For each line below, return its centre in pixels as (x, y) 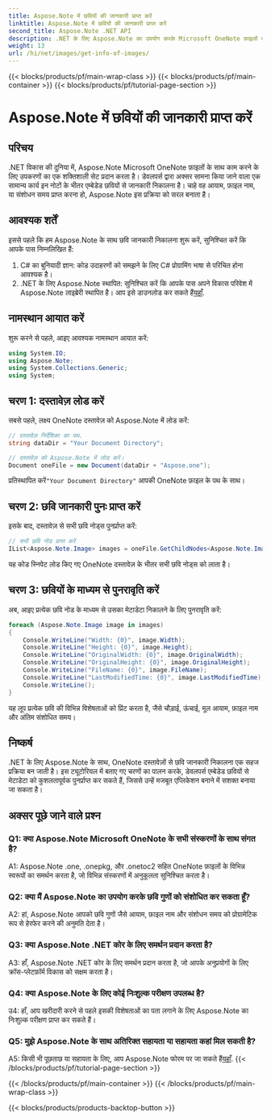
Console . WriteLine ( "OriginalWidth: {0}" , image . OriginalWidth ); (133, 655)
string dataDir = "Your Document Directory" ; (86, 443)
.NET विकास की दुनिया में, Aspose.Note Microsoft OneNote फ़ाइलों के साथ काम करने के (134, 167)
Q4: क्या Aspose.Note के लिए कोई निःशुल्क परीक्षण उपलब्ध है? (107, 993)
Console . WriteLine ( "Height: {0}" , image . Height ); (108, 647)
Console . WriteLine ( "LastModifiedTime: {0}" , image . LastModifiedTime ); (144, 677)
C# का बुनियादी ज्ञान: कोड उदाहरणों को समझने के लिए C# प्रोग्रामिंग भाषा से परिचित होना (131, 265)
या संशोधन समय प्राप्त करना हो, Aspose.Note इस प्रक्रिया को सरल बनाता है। (110, 194)
